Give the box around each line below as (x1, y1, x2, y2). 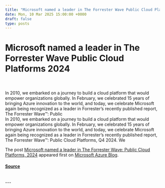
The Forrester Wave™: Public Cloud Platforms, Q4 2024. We (5, 137, 126, 143)
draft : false (5, 16, 32, 21)
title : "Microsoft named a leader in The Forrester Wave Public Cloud (5, 7, 153, 12)
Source (5, 163, 21, 169)
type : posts (5, 21, 29, 26)
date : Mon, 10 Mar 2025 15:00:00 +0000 (5, 12, 87, 17)
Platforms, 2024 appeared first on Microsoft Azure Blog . (5, 152, 119, 158)
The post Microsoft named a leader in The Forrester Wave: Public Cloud (5, 147, 150, 153)
